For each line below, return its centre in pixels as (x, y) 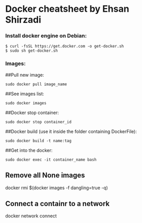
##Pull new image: (25, 75)
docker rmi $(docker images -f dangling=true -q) (57, 188)
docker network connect (31, 216)
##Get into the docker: (29, 150)
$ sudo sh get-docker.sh (32, 51)
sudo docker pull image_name (36, 84)
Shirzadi (23, 20)
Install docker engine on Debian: (46, 36)
